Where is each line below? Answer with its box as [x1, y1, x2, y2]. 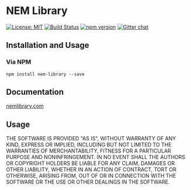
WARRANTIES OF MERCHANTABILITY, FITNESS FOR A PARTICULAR [6, 147, 171, 154]
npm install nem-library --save [6, 71, 85, 77]
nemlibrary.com [6, 102, 44, 109]
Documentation [6, 87, 64, 97]
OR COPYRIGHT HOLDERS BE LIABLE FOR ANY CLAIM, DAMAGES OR [6, 160, 175, 167]
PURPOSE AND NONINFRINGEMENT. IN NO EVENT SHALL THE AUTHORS [6, 154, 186, 161]
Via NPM [6, 58, 32, 66]
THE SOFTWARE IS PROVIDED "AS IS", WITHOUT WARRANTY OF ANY [6, 135, 176, 142]
